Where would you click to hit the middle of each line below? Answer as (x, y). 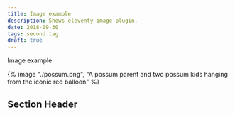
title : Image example (39, 14)
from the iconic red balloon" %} (54, 82)
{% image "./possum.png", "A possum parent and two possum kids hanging (118, 75)
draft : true (25, 40)
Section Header (43, 104)
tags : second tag (33, 34)
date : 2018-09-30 (33, 27)
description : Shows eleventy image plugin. (73, 21)
